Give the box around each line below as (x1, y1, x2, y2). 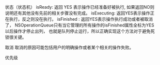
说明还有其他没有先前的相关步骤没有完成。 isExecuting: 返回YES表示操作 (5, 10, 150, 16)
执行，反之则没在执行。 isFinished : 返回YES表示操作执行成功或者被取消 (9, 16, 153, 22)
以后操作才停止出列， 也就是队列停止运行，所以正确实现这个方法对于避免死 (5, 28, 155, 34)
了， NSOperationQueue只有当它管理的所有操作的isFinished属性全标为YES (5, 22, 154, 28)
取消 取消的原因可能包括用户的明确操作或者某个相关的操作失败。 (5, 45, 134, 50)
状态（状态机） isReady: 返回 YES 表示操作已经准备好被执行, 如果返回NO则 (5, 4, 155, 10)
